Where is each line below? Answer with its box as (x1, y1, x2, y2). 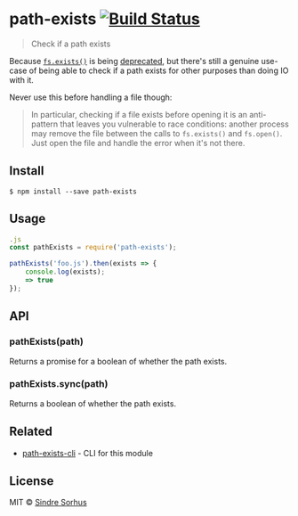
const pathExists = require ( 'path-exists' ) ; (9, 243, 177, 252)
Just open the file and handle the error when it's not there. (30, 137, 246, 148)
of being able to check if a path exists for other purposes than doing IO (28, 65, 289, 76)
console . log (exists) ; (25, 267, 105, 276)
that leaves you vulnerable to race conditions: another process (60, 119, 289, 129)
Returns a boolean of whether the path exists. (9, 397, 176, 409)
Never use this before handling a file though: (9, 92, 173, 102)
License (9, 473, 54, 488)
